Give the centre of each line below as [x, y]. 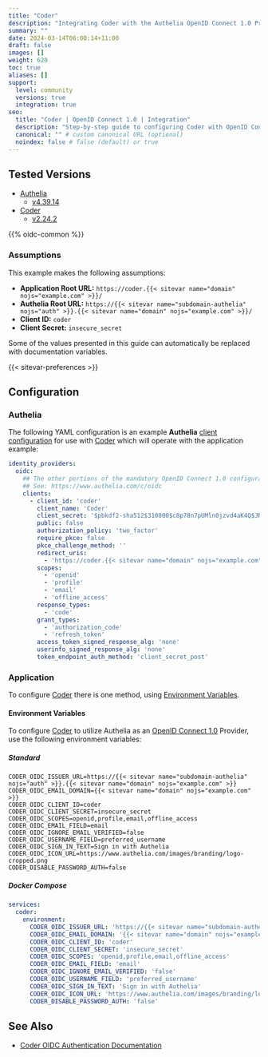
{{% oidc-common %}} [46, 234]
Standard [24, 758]
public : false [60, 523]
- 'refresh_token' [74, 635]
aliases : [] [28, 75]
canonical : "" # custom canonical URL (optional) [99, 134]
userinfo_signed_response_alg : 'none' [101, 650]
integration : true [46, 105]
